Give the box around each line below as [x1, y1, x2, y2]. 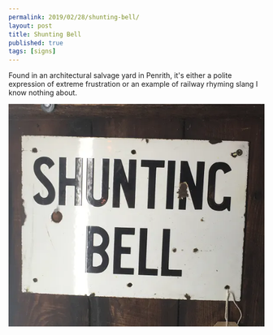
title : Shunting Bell [8, 30, 82, 38]
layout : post [8, 21, 53, 30]
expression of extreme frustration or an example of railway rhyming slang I [8, 79, 258, 89]
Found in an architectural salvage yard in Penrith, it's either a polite [8, 71, 232, 80]
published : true [8, 39, 63, 47]
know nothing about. [8, 88, 77, 97]
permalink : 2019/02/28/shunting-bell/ [8, 13, 140, 21]
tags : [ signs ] [8, 47, 57, 56]
